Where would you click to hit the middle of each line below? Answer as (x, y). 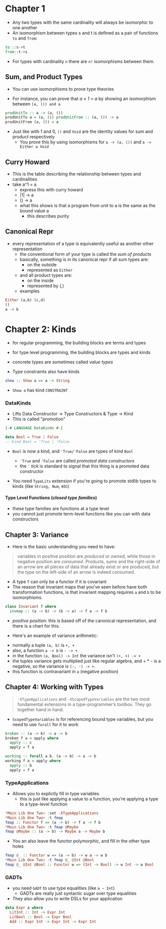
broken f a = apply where (32, 738)
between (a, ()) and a (36, 104)
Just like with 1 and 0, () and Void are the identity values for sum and (83, 131)
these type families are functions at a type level (61, 509)
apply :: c (21, 743)
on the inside (40, 280)
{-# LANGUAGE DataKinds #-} (34, 428)
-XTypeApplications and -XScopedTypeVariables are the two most (83, 699)
